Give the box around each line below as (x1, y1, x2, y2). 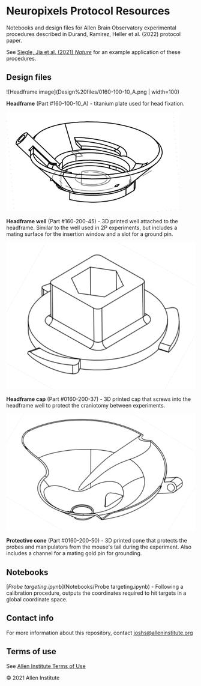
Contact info (6, 613, 54, 624)
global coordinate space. (6, 596, 68, 603)
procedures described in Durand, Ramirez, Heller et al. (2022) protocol (6, 30, 181, 37)
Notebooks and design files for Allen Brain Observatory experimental (6, 24, 177, 31)
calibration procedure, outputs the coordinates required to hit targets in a (6, 589, 187, 597)
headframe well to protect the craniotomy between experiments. (6, 402, 166, 409)
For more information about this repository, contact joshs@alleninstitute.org (6, 629, 193, 636)
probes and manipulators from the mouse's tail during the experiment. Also (6, 543, 192, 550)
